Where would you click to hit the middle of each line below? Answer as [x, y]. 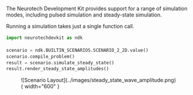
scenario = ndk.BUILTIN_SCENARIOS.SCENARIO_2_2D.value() [77, 50]
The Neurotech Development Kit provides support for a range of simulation [97, 9]
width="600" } [42, 86]
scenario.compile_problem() [41, 56]
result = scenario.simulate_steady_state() [60, 63]
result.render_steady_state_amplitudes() [58, 69]
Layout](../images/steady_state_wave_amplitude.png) [112, 80]
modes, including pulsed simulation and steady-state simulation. [84, 15]
